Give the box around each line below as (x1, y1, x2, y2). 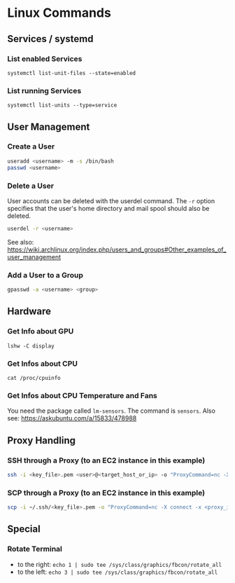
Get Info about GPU (7, 327, 74, 336)
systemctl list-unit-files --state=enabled (7, 69, 136, 76)
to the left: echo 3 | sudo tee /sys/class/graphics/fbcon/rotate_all (17, 568, 218, 576)
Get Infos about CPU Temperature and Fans (7, 390, 157, 400)
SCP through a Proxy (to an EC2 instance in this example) (7, 488, 205, 498)
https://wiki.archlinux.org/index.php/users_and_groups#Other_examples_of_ (7, 245, 227, 254)
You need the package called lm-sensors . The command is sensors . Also (7, 406, 215, 415)
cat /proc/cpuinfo (7, 374, 61, 381)
